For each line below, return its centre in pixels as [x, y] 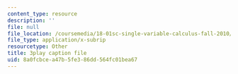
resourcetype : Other [38, 47]
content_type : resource [42, 14]
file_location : [30, 33]
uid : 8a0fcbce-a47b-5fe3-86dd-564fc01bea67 [73, 60]
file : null [23, 27]
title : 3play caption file [47, 54]
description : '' [31, 20]
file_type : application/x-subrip [57, 40]
